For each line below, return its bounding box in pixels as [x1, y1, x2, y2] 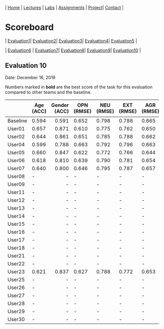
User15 [7, 220, 25, 227]
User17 [7, 236, 25, 243]
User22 [7, 260, 25, 267]
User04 [7, 141, 25, 148]
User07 [7, 165, 25, 172]
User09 [7, 181, 25, 188]
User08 [7, 173, 25, 179]
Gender [51, 102, 69, 109]
